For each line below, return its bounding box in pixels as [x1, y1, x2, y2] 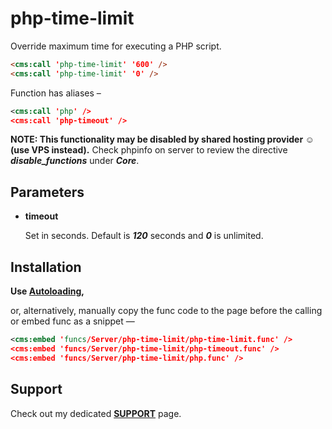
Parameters [10, 183, 85, 201]
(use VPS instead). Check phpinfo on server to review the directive [10, 144, 288, 156]
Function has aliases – [10, 87, 102, 99]
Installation [10, 258, 82, 276]
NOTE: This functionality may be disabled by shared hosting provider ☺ [10, 133, 315, 146]
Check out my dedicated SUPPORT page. [10, 407, 182, 419]
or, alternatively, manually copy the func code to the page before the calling [10, 305, 323, 317]
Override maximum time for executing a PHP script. [10, 40, 222, 52]
